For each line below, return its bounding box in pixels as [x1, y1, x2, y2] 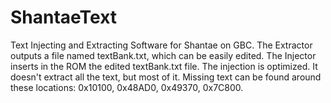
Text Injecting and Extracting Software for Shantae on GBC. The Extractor [10, 39, 313, 51]
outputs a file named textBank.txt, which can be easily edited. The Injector [10, 49, 317, 61]
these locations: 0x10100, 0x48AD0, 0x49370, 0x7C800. [10, 81, 244, 93]
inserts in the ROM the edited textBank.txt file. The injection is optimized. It [10, 60, 318, 72]
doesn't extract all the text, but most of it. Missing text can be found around [10, 71, 322, 83]
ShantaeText [10, 6, 118, 29]
